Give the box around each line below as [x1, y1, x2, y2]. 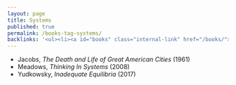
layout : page [7, 10, 46, 17]
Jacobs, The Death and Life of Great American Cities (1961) [17, 55, 191, 63]
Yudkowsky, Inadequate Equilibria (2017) [17, 70, 136, 79]
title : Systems [7, 17, 52, 24]
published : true [7, 23, 55, 30]
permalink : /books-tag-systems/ [7, 29, 102, 37]
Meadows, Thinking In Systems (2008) [17, 63, 130, 71]
